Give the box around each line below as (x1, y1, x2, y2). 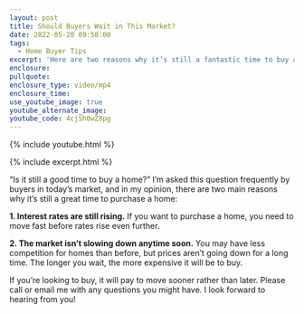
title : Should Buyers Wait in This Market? (9, 22, 176, 31)
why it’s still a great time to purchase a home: (9, 194, 178, 205)
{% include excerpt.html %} (9, 157, 113, 167)
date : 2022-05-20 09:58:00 (9, 30, 111, 39)
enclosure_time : (9, 89, 71, 98)
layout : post (9, 13, 59, 23)
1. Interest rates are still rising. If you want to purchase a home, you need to (9, 211, 294, 222)
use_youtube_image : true (9, 97, 103, 107)
